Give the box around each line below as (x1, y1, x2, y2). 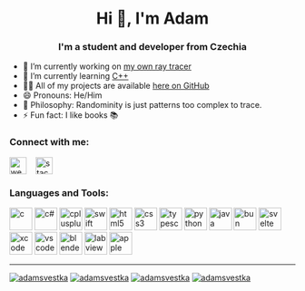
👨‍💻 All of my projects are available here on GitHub (22, 81, 211, 92)
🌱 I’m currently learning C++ (22, 71, 129, 82)
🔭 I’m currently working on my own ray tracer (22, 61, 192, 72)
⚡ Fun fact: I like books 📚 (22, 110, 119, 121)
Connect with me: (9, 136, 90, 149)
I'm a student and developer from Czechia (58, 41, 247, 53)
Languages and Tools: (9, 186, 109, 199)
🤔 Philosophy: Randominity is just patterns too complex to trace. (22, 100, 262, 111)
